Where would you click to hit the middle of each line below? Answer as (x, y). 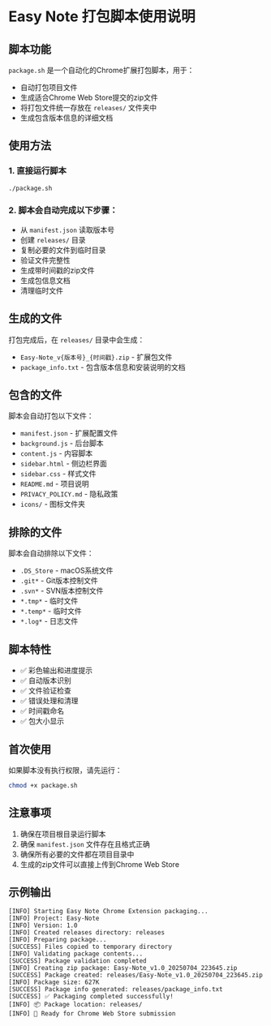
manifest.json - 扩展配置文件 (69, 433)
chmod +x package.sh (43, 785)
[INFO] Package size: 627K (54, 982)
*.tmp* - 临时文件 (49, 601)
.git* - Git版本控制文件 (59, 581)
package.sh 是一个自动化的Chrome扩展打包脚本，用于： (101, 70)
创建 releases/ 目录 (53, 239)
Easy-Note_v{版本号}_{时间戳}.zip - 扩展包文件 (96, 357)
